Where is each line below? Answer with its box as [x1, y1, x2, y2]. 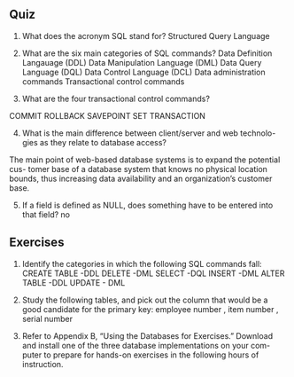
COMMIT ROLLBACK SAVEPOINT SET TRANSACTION [9, 110, 206, 121]
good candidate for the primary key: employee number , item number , [21, 303, 279, 314]
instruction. [21, 358, 64, 369]
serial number [21, 313, 73, 324]
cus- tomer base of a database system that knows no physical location [9, 163, 268, 174]
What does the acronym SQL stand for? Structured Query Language [21, 30, 270, 41]
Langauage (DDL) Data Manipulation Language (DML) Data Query [21, 57, 262, 67]
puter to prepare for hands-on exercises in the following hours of [21, 350, 259, 360]
